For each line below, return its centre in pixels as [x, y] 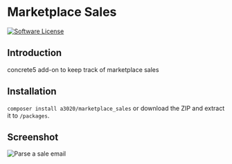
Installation [32, 92]
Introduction [35, 53]
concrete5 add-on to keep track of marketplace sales [83, 69]
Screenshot [33, 137]
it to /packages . [28, 116]
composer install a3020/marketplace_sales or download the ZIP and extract [116, 108]
